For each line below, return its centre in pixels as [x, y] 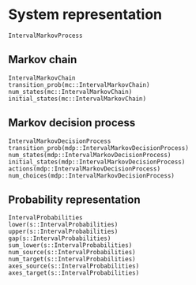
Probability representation [74, 199]
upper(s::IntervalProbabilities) [63, 232]
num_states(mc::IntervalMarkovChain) [70, 92]
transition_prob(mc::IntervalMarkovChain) [79, 84]
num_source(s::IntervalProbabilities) [72, 253]
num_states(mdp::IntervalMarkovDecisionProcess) [90, 155]
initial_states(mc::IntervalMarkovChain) [77, 99]
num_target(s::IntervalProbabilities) [72, 259]
